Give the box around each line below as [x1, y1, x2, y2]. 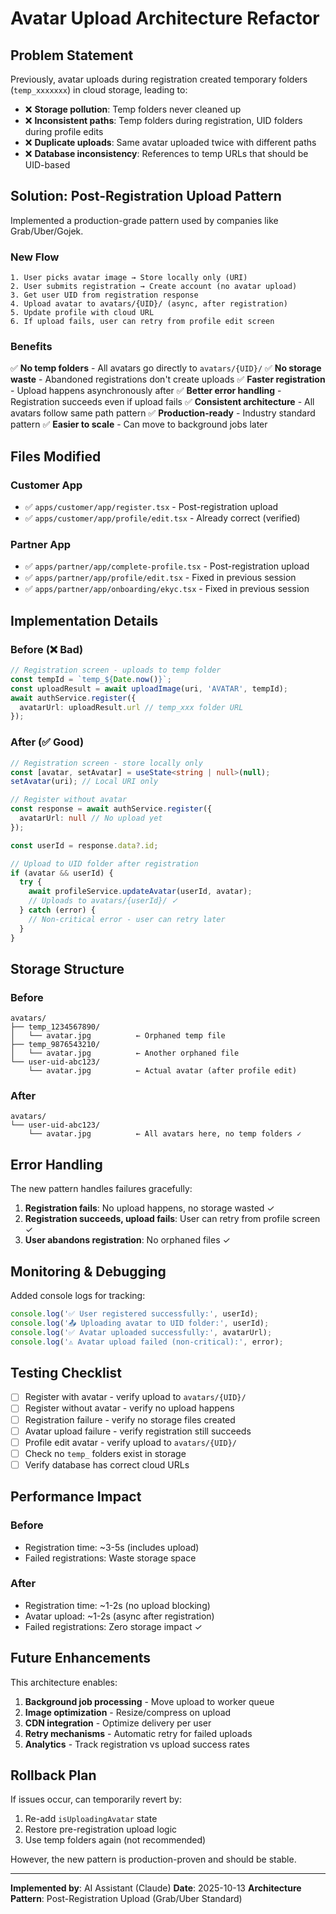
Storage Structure [10, 960, 125, 977]
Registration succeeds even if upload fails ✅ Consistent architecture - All [10, 396, 315, 408]
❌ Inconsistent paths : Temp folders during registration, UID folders [24, 115, 303, 126]
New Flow [10, 250, 60, 264]
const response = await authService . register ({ [10, 804, 213, 814]
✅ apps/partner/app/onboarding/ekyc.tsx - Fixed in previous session [24, 583, 310, 595]
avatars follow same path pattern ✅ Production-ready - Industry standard [10, 407, 316, 419]
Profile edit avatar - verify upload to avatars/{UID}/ [24, 1436, 237, 1448]
